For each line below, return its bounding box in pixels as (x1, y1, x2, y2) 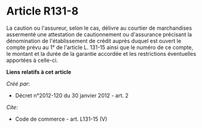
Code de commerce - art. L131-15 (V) (15, 115, 107, 123)
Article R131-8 (6, 4, 79, 18)
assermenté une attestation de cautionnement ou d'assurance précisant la (6, 30, 192, 38)
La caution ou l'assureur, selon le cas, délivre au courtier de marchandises (6, 24, 192, 32)
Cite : (6, 103, 18, 110)
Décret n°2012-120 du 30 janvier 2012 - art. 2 (15, 92, 129, 99)
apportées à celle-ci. (6, 56, 58, 64)
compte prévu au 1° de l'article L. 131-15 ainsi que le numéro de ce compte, (6, 44, 194, 51)
